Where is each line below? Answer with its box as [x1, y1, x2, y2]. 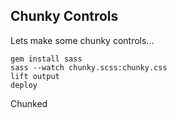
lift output [10, 71, 60, 81]
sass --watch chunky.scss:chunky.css [10, 62, 168, 73]
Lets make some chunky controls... [10, 34, 155, 46]
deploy [10, 80, 38, 90]
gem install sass [10, 54, 83, 64]
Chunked [10, 97, 48, 109]
